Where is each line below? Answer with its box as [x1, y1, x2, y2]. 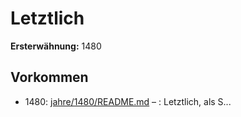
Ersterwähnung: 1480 [10, 40, 102, 52]
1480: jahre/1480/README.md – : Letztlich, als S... [24, 95, 232, 107]
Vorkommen [10, 69, 89, 86]
